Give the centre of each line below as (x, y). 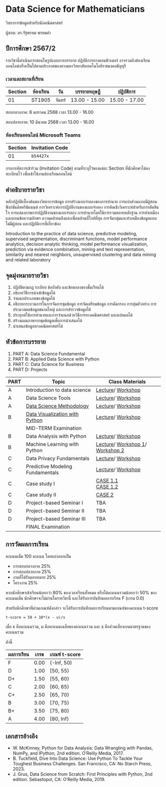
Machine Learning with (52, 444)
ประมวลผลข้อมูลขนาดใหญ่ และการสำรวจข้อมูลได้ (52, 309)
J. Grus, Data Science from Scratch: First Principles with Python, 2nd (83, 774)
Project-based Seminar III (56, 519)
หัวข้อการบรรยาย (26, 342)
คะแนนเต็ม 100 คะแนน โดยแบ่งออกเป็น (38, 556)
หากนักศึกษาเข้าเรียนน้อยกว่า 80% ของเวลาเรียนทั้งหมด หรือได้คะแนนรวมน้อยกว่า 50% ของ (81, 592)
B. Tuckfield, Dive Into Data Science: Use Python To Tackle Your (78, 758)
